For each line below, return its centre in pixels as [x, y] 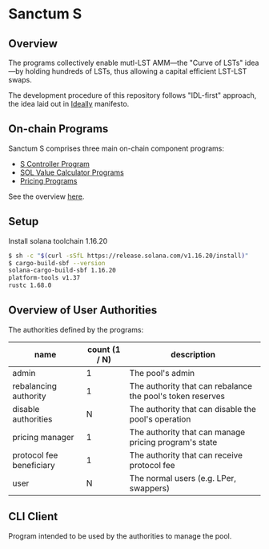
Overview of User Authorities [83, 311]
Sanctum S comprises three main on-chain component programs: [116, 148]
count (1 [104, 349]
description [193, 354]
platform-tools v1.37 [44, 278]
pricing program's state [173, 442]
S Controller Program [55, 163]
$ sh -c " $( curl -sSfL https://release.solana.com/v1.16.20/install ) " [128, 256]
